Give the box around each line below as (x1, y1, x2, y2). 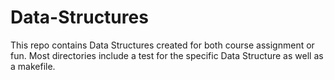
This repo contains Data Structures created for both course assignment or (10, 39, 315, 51)
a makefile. (10, 60, 56, 72)
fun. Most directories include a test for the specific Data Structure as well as (10, 49, 324, 61)
